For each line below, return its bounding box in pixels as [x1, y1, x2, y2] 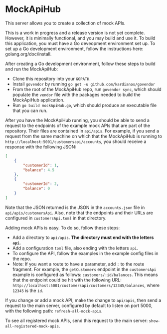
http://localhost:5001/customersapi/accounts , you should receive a [5, 138, 147, 144]
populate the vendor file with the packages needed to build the [12, 91, 141, 97]
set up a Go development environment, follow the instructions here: [5, 45, 144, 51]
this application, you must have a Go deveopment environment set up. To [5, 40, 156, 46]
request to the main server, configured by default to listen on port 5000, [5, 302, 153, 308]
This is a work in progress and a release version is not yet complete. [5, 29, 146, 35]
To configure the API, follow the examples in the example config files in [12, 250, 159, 256]
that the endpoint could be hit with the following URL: [12, 276, 122, 283]
